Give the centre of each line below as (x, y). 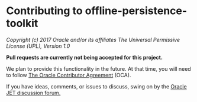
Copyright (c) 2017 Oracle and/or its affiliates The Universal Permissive (93, 40)
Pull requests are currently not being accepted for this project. (84, 57)
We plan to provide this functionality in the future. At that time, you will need (98, 68)
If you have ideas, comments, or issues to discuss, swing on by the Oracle (97, 86)
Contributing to (44, 11)
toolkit (22, 23)
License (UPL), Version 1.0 (38, 46)
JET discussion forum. (33, 93)
